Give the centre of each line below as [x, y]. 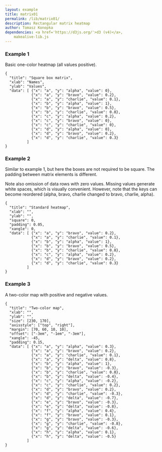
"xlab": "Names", [27, 82]
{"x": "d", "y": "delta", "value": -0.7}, [75, 398]
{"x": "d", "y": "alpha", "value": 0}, [71, 129]
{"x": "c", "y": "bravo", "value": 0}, [71, 121]
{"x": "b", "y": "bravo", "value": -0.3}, [75, 368]
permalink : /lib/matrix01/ [32, 19]
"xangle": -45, [25, 338]
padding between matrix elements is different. [51, 175]
